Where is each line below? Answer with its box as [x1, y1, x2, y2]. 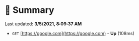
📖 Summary [5, 4, 54, 16]
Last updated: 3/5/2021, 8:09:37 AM [5, 21, 82, 27]
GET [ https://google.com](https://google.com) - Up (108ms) [12, 30, 134, 36]
